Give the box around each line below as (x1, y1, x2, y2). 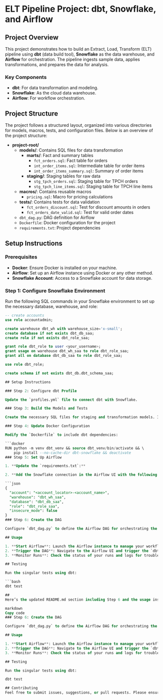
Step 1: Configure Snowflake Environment (5, 287, 105, 294)
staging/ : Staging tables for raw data (26, 173, 101, 179)
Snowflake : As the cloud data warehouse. (12, 90, 97, 96)
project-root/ (12, 142, 39, 148)
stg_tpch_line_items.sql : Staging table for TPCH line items (33, 184, 153, 190)
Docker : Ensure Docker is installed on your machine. (12, 265, 117, 271)
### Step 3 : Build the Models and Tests (5, 406, 88, 411)
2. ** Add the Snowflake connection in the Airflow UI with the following (5, 472, 158, 477)
